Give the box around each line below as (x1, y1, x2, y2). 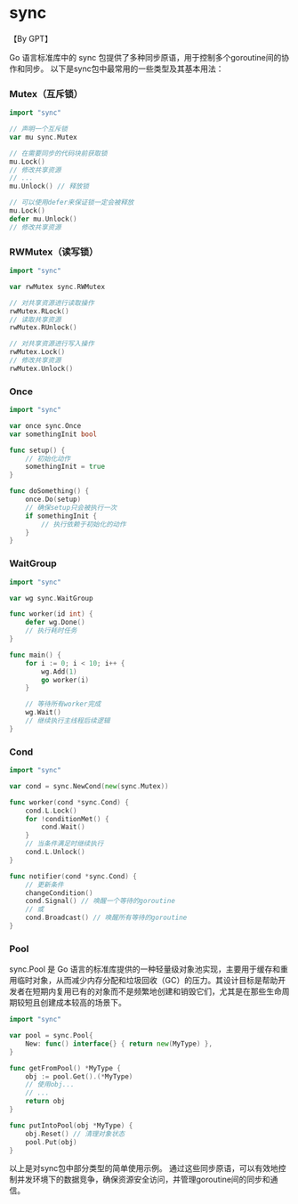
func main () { (9, 650, 62, 659)
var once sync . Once (9, 421, 82, 430)
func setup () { (9, 446, 66, 455)
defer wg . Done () (25, 618, 86, 627)
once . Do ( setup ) (25, 495, 82, 505)
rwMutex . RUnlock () (9, 323, 77, 332)
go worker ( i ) (41, 675, 90, 684)
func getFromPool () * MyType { (9, 1063, 122, 1072)
